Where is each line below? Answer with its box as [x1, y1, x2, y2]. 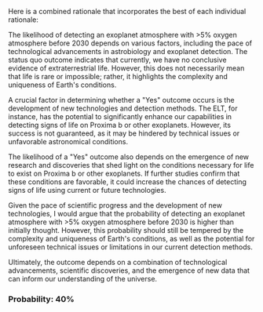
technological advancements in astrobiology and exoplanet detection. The [8, 47, 248, 56]
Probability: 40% [8, 293, 75, 304]
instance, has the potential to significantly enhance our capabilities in [8, 112, 232, 121]
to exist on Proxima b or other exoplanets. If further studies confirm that [8, 169, 240, 178]
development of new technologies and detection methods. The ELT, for [8, 103, 238, 113]
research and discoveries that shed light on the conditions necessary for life [8, 161, 254, 169]
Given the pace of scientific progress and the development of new [8, 201, 222, 210]
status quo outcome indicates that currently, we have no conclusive [8, 55, 227, 64]
